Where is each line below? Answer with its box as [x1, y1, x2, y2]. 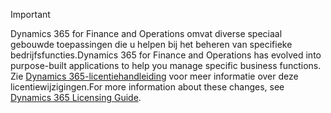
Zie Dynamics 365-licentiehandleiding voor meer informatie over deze [10, 70, 299, 82]
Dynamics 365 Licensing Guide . [10, 92, 142, 103]
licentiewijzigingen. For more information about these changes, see [10, 81, 285, 93]
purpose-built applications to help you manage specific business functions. [10, 60, 322, 71]
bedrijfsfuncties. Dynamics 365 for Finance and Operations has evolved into [10, 49, 322, 61]
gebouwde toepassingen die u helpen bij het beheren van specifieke [10, 39, 293, 50]
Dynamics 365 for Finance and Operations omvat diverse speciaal [10, 28, 283, 39]
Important [10, 9, 51, 20]
